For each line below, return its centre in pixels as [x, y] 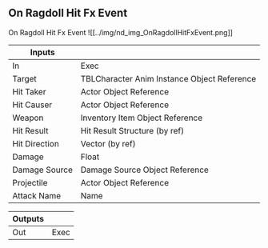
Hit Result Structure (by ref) [132, 130]
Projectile [30, 182]
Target [25, 78]
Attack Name [37, 195]
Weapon [28, 118]
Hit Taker [29, 91]
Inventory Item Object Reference [142, 118]
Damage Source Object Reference [145, 170]
